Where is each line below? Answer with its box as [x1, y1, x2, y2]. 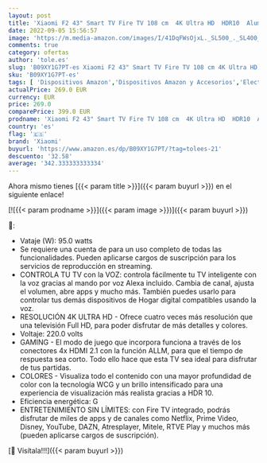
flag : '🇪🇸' [8, 130, 48, 138]
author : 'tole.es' [8, 56, 69, 64]
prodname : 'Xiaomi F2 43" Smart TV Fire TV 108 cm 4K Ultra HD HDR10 [8, 115, 250, 123]
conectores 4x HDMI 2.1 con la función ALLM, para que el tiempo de [19, 346, 244, 356]
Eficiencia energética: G [19, 397, 99, 407]
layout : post [8, 11, 52, 20]
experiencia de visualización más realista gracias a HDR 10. [19, 388, 215, 398]
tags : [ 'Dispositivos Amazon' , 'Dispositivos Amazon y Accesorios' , [8, 78, 240, 86]
